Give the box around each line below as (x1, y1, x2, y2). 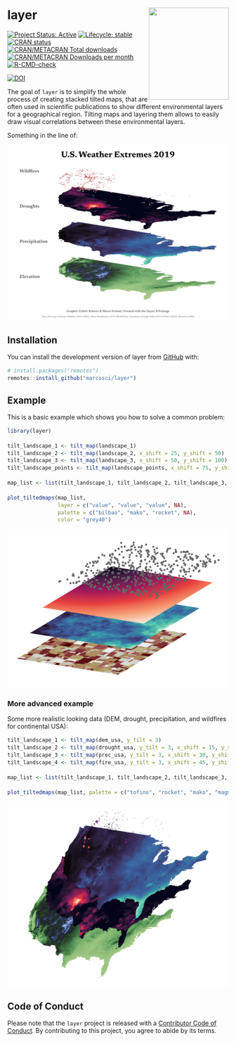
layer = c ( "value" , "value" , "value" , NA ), (57, 502, 188, 509)
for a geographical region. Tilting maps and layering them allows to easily (7, 110, 220, 118)
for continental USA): (7, 722, 68, 731)
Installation (7, 334, 58, 346)
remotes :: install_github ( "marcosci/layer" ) (7, 375, 137, 382)
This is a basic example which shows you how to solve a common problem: (7, 412, 225, 421)
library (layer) (7, 427, 52, 434)
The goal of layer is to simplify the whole (7, 87, 126, 96)
